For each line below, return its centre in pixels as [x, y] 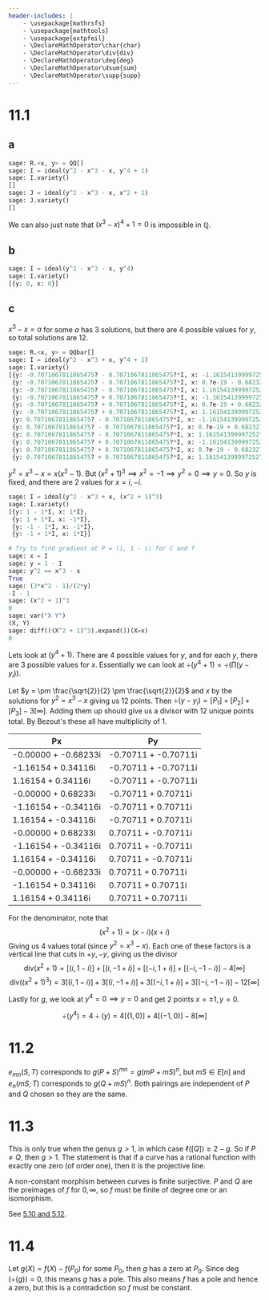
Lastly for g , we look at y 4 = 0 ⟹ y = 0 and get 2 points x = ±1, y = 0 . [124, 998]
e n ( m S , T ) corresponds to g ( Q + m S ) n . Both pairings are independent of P [129, 1083]
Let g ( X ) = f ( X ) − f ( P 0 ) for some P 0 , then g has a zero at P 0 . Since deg [124, 1269]
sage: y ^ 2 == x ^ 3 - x [44, 571]
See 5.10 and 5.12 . [38, 1213]
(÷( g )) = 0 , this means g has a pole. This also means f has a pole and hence [133, 1279]
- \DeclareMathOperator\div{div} [78, 53]
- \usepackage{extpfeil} [64, 38]
